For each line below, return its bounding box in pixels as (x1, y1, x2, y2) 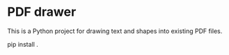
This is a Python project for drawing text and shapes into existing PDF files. (7, 27, 223, 35)
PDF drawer (7, 4, 77, 20)
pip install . (7, 40, 38, 48)
